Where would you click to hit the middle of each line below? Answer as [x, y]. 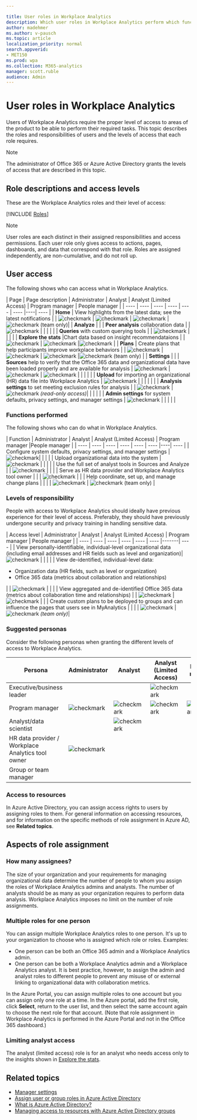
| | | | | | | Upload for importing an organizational [115, 375]
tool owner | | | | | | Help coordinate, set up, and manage [91, 476]
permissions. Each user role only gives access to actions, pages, [84, 243]
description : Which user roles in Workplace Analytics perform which [93, 22]
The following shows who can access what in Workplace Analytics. [87, 288]
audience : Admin [26, 77]
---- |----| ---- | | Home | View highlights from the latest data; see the [97, 312]
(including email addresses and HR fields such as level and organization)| [95, 554]
